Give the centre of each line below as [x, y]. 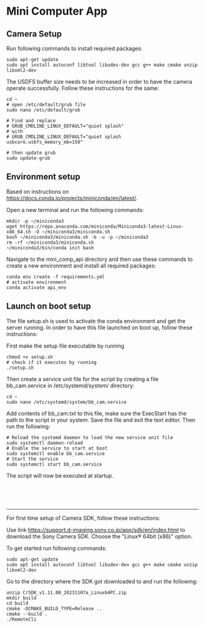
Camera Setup [34, 34]
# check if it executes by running [52, 362]
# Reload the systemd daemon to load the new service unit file [90, 437]
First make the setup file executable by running [65, 346]
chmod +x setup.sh [30, 357]
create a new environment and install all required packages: [81, 265]
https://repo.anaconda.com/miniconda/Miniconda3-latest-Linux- [102, 226]
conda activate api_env [37, 287]
